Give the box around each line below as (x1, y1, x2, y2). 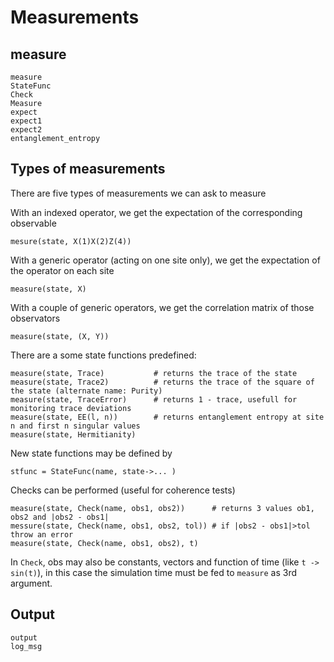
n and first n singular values (10, 421, 141, 431)
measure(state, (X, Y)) (10, 331, 110, 341)
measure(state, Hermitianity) (10, 429, 137, 440)
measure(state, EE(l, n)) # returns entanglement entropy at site (10, 412, 325, 422)
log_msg (10, 641, 43, 651)
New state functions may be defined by (10, 447, 173, 459)
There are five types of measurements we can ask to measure (10, 187, 267, 199)
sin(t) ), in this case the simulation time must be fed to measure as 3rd (10, 566, 297, 578)
